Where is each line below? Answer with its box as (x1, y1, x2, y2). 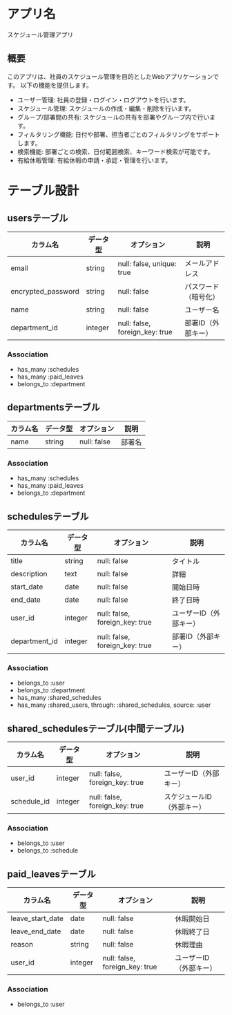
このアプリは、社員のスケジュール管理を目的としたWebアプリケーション (7, 72, 213, 80)
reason (10, 940, 33, 949)
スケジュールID (164, 792, 213, 801)
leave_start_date (10, 913, 64, 923)
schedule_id (10, 797, 50, 806)
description (10, 569, 48, 578)
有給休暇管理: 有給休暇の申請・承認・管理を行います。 (17, 156, 172, 164)
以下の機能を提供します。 (20, 81, 93, 89)
